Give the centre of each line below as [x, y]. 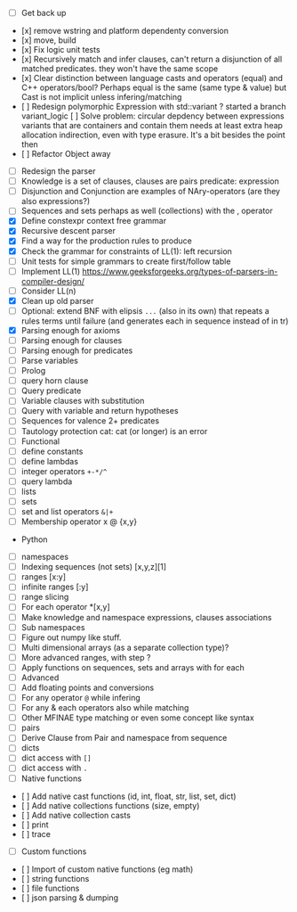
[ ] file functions [50, 888]
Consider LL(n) [48, 291]
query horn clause [55, 381]
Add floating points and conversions [88, 687]
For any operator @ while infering [81, 698]
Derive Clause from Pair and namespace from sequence [124, 738]
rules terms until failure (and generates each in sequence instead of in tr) [155, 321]
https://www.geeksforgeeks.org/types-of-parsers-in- [180, 271]
